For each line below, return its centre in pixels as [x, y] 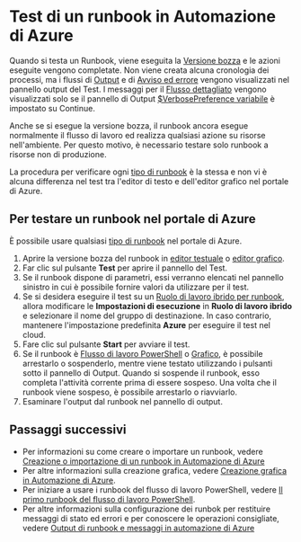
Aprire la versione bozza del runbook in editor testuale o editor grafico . [153, 258]
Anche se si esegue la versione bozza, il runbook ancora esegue [129, 125]
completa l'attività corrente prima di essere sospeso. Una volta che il [149, 382]
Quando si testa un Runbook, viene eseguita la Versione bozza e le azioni [145, 60]
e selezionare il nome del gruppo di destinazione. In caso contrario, [147, 315]
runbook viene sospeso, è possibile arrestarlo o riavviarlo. [130, 392]
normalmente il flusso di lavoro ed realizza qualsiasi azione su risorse [138, 135]
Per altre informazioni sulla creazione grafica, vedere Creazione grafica [155, 470]
